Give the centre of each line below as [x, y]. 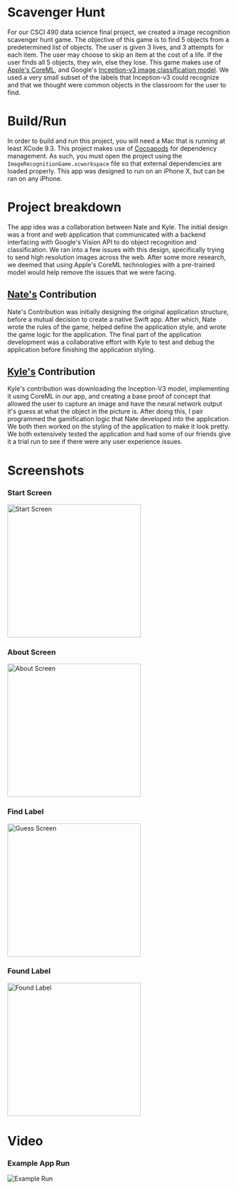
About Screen [32, 652]
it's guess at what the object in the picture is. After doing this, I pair [106, 411]
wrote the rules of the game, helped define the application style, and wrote [117, 327]
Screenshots [46, 470]
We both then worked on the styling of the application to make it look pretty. [119, 426]
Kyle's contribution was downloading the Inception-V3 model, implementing [118, 389]
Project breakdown [65, 207]
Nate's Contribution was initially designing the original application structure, [118, 312]
